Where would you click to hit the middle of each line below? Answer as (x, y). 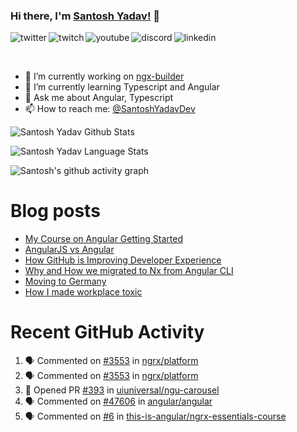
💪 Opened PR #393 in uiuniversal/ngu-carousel (122, 390)
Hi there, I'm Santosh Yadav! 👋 (85, 16)
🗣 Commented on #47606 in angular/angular (118, 401)
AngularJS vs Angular (69, 250)
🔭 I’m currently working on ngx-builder (104, 76)
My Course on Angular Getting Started (103, 239)
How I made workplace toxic (83, 292)
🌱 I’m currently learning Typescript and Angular (122, 87)
